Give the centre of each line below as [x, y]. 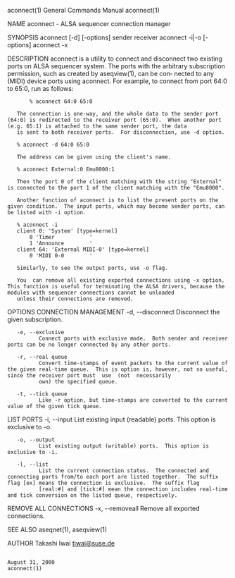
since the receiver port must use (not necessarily [89, 376]
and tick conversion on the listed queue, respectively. [93, 496]
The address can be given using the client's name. [94, 157]
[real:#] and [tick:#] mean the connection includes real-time [133, 489]
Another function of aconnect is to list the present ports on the [118, 200]
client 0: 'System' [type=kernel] [67, 231]
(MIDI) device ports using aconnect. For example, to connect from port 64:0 [117, 81]
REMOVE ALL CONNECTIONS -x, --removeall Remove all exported [103, 508]
